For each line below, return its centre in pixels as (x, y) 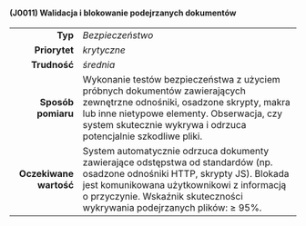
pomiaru (55, 113)
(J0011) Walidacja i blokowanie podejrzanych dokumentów (123, 13)
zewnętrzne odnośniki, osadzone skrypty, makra (187, 103)
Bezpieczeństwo (118, 35)
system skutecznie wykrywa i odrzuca (164, 125)
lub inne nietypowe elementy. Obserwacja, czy (182, 113)
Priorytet (54, 50)
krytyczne (104, 50)
